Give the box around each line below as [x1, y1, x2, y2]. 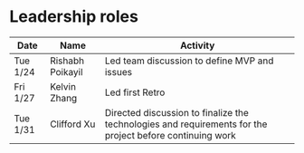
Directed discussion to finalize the [104, 106, 249, 119]
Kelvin [49, 80, 77, 92]
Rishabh [49, 54, 84, 67]
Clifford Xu [49, 118, 96, 130]
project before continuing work [104, 129, 237, 141]
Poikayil [49, 65, 83, 78]
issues [104, 65, 133, 78]
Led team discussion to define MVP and [104, 54, 274, 67]
